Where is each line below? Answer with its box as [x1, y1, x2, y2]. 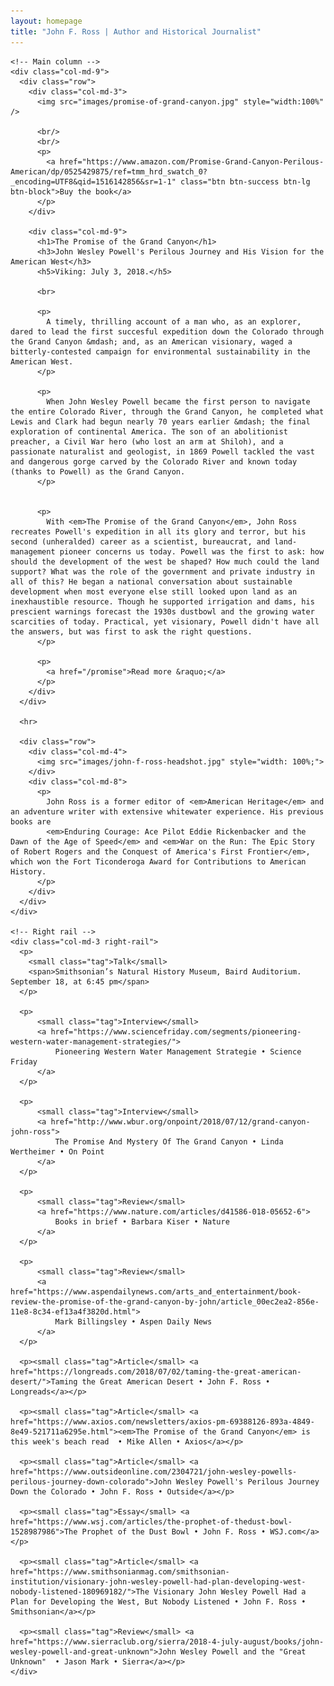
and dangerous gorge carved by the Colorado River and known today [10, 456, 298, 467]
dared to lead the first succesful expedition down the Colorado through [10, 326, 325, 337]
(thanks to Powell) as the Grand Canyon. [10, 466, 186, 477]
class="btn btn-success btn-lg [180, 176, 311, 187]
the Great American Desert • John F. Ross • [81, 1376, 271, 1387]
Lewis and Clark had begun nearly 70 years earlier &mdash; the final [10, 416, 311, 427]
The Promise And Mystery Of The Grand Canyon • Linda [54, 1136, 284, 1147]
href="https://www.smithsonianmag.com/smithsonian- [10, 1566, 230, 1577]
